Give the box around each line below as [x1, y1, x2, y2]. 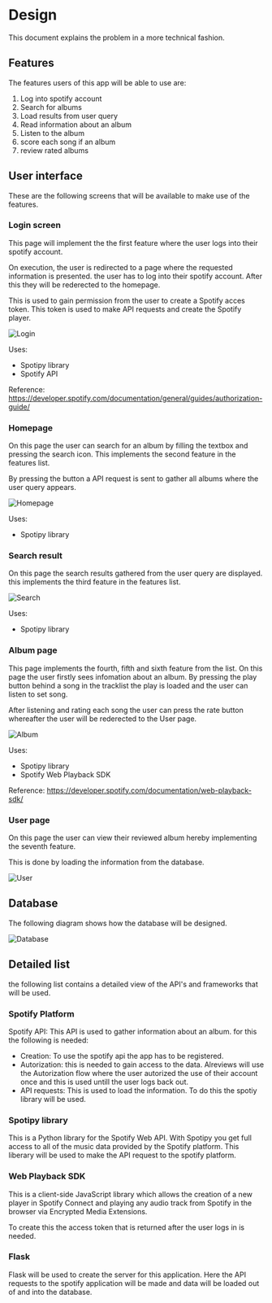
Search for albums [19, 102, 83, 111]
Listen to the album [19, 128, 85, 138]
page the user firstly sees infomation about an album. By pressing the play [8, 671, 257, 681]
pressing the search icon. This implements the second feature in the [8, 449, 237, 459]
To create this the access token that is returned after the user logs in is [8, 1222, 245, 1232]
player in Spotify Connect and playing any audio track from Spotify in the [8, 1198, 253, 1208]
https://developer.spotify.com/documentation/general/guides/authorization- [8, 393, 263, 403]
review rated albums [19, 145, 89, 155]
